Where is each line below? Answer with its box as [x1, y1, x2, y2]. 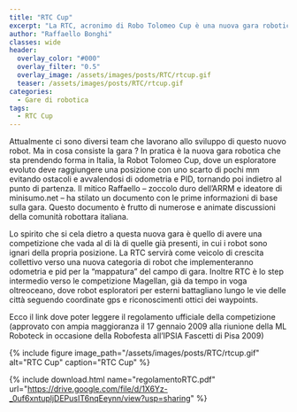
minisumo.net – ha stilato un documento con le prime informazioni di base [9, 192, 278, 204]
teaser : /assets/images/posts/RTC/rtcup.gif [17, 79, 184, 88]
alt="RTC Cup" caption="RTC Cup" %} [9, 357, 150, 368]
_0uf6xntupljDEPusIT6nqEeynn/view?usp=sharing [9, 393, 192, 404]
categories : [9, 87, 53, 96]
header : [9, 46, 38, 55]
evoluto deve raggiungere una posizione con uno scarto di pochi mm [9, 165, 260, 175]
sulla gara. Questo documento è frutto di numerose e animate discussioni [9, 202, 276, 213]
